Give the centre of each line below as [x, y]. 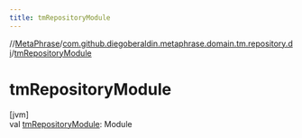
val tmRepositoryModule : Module [71, 124]
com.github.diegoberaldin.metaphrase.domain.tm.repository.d [178, 43]
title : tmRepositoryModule [60, 18]
